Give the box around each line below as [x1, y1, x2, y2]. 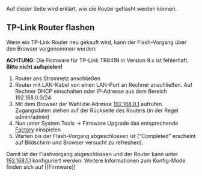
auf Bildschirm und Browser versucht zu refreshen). [14, 139, 144, 146]
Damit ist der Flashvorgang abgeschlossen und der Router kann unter [6, 150, 179, 157]
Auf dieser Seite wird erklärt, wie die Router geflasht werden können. [6, 5, 177, 12]
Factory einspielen [14, 126, 61, 133]
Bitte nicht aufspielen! [6, 63, 63, 70]
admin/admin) [14, 113, 50, 120]
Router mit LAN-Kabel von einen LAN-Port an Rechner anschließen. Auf [14, 81, 193, 88]
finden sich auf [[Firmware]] [6, 163, 76, 171]
